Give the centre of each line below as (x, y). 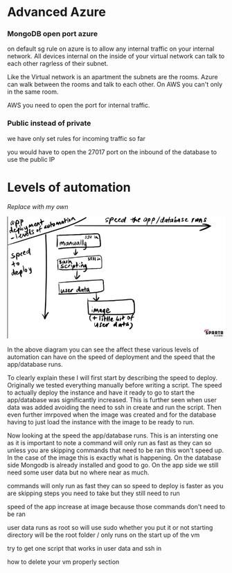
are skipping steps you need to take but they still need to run (93, 493)
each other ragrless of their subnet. (58, 64)
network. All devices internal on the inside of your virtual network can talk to (116, 56)
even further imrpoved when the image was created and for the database (112, 415)
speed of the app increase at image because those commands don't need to (116, 507)
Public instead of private (49, 124)
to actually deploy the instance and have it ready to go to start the (101, 392)
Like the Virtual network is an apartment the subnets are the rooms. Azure (113, 77)
